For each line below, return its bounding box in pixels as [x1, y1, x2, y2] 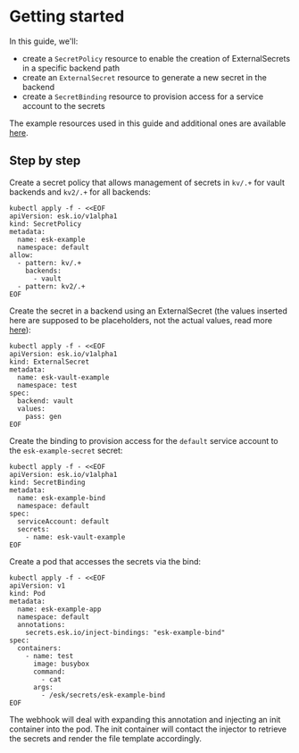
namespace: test [17, 381, 78, 389]
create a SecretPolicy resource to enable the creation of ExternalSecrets [21, 53, 291, 63]
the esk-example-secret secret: [9, 445, 123, 456]
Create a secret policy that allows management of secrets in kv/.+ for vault [9, 177, 286, 188]
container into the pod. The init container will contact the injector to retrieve [9, 724, 287, 734]
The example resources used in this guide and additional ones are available [9, 118, 287, 129]
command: [32, 667, 66, 676]
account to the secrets [21, 100, 105, 111]
